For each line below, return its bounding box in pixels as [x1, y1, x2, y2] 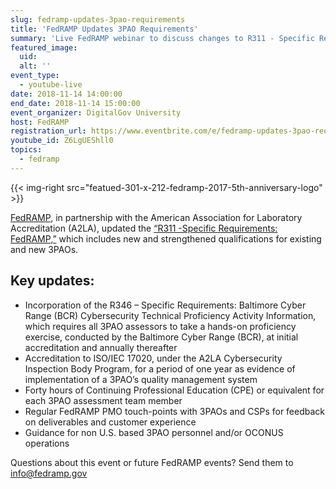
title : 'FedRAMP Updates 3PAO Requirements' [10, 24, 199, 34]
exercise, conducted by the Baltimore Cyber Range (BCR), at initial [24, 331, 299, 343]
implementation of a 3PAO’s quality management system [24, 373, 258, 385]
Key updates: [10, 272, 95, 290]
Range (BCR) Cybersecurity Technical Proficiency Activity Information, [24, 309, 317, 321]
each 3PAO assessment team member [24, 394, 183, 406]
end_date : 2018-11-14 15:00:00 [10, 98, 141, 108]
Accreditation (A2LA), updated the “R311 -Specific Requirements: [10, 222, 278, 234]
